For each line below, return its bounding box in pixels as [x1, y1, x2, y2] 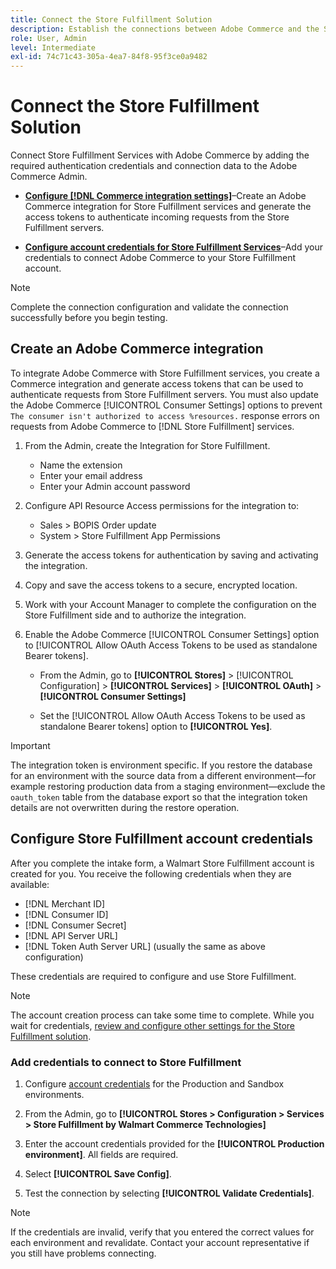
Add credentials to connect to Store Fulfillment [10, 1055, 242, 1069]
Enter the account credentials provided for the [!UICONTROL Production [24, 1137, 325, 1150]
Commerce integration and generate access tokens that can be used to [10, 377, 304, 390]
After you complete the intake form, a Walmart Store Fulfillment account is [10, 857, 315, 869]
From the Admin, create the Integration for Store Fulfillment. [24, 439, 271, 451]
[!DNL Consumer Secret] [24, 919, 127, 931]
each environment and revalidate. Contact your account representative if [10, 1236, 310, 1248]
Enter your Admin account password [39, 480, 191, 492]
